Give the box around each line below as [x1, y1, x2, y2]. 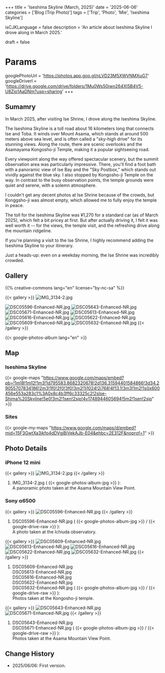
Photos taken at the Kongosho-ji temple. [12, 595, 94, 601]
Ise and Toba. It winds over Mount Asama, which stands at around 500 [5, 130, 149, 136]
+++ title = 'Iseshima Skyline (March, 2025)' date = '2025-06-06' [5, 4, 138, 10]
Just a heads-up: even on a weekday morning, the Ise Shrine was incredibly [5, 252, 159, 258]
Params [5, 56, 37, 68]
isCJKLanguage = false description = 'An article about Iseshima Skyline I [5, 24, 153, 30]
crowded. [5, 257, 25, 263]
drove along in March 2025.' [5, 30, 63, 35]
